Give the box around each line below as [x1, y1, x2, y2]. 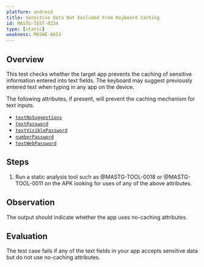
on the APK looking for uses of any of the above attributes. [44, 179, 192, 187]
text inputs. [6, 101, 35, 109]
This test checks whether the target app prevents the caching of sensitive [6, 70, 192, 77]
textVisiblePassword [15, 127, 68, 133]
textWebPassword [15, 140, 57, 146]
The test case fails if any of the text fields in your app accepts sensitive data [6, 247, 199, 255]
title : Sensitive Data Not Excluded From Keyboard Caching [6, 15, 160, 21]
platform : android [6, 9, 53, 15]
